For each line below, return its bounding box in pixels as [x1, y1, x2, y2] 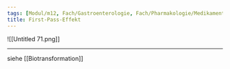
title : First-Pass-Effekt [7, 16, 81, 23]
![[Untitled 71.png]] [7, 34, 60, 43]
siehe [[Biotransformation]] [7, 54, 84, 62]
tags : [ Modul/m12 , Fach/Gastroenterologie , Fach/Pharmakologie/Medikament [7, 9, 225, 17]
